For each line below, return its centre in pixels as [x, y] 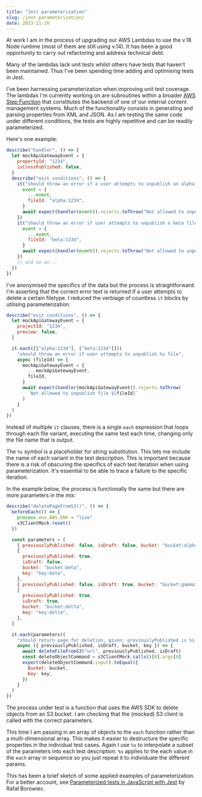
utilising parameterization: [38, 304]
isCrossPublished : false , [50, 167]
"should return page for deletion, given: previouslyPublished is [102, 640]
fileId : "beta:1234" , [55, 240]
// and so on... [38, 262]
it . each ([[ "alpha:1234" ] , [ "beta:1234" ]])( [67, 348]
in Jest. [15, 77]
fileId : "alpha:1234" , [56, 201]
